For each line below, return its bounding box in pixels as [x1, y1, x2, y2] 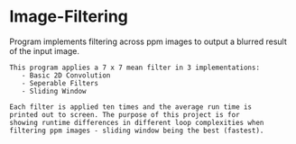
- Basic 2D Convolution [21, 70, 111, 80]
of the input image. [9, 45, 79, 56]
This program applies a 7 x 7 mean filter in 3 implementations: [9, 63, 260, 72]
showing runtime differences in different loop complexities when [9, 118, 264, 127]
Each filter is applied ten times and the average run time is [9, 102, 253, 112]
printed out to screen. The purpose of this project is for [9, 110, 241, 119]
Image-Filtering [9, 6, 129, 27]
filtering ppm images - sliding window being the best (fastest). [9, 126, 264, 135]
